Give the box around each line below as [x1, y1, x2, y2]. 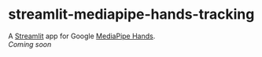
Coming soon [8, 39, 52, 48]
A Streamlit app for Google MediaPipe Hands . [8, 31, 156, 41]
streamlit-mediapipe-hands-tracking [8, 5, 255, 23]
